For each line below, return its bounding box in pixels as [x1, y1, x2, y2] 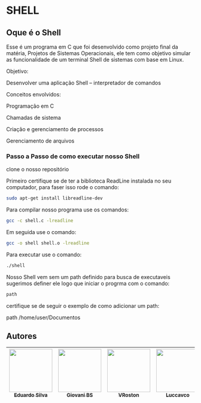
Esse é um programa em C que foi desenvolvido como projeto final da [6, 43, 178, 50]
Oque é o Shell [6, 28, 62, 38]
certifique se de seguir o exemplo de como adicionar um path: [6, 302, 160, 309]
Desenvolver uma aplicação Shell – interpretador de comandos [6, 79, 162, 86]
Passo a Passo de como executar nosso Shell [6, 152, 140, 160]
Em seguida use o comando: [6, 229, 77, 236]
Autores [6, 331, 37, 341]
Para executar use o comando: [6, 251, 82, 258]
